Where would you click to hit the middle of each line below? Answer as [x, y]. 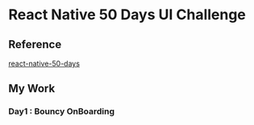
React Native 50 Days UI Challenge [127, 15]
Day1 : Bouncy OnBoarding [62, 111]
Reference [35, 44]
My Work [32, 89]
